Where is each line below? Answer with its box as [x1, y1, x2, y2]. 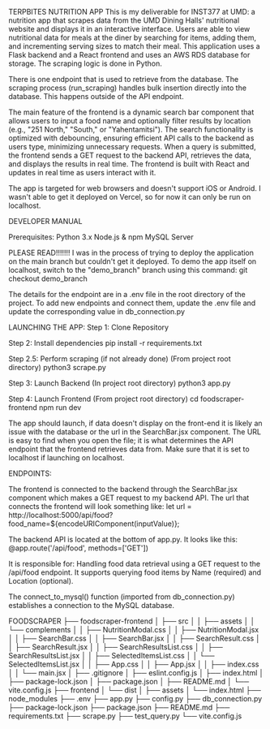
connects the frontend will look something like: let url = [8, 502, 192, 511]
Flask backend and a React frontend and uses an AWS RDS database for [8, 50, 251, 59]
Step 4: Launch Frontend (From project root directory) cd [8, 394, 199, 403]
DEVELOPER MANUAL [8, 217, 83, 226]
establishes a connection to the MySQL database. [8, 601, 174, 610]
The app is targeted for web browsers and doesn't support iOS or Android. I [8, 183, 261, 193]
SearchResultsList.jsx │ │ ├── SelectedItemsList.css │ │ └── [8, 651, 215, 660]
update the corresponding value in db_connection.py [8, 307, 185, 316]
